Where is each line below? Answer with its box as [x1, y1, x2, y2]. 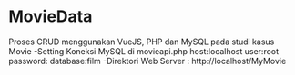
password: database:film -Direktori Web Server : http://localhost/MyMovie [8, 55, 287, 66]
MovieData [8, 6, 93, 27]
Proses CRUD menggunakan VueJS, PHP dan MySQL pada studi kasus [8, 36, 275, 47]
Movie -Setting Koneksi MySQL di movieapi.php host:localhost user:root [8, 45, 280, 56]
